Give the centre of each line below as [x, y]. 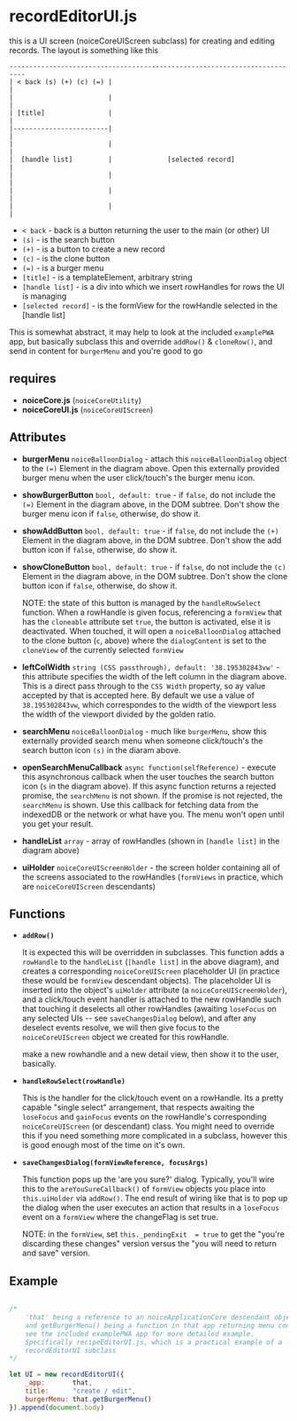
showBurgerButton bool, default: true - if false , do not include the [149, 494]
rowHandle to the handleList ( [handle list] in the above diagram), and [150, 962]
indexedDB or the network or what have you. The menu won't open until [153, 814]
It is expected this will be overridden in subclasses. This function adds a [153, 952]
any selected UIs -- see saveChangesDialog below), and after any [139, 1018]
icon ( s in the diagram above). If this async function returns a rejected [149, 786]
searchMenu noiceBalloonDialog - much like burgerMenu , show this [144, 731]
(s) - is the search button [68, 239]
